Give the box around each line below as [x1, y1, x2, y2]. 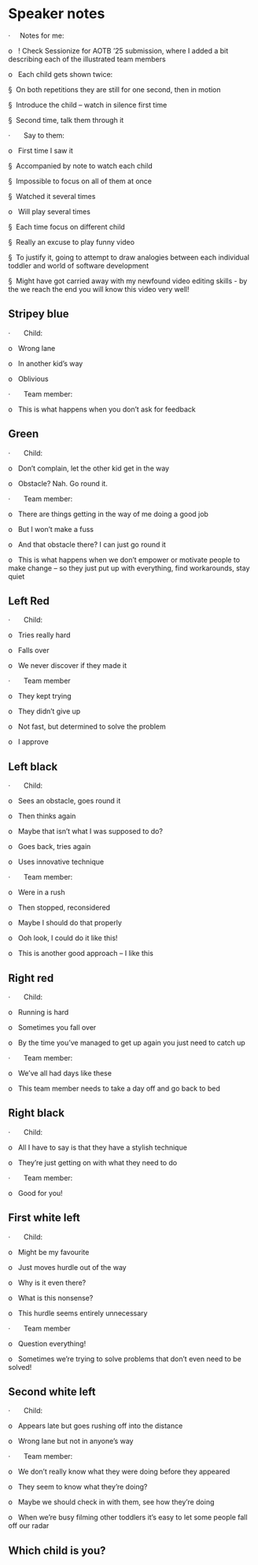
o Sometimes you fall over [8, 1023, 97, 1032]
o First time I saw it [8, 146, 73, 155]
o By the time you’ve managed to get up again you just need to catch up [8, 1038, 245, 1047]
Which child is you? [8, 1544, 106, 1557]
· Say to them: [8, 131, 65, 140]
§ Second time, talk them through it [8, 115, 124, 124]
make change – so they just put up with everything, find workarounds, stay [8, 563, 250, 573]
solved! [8, 1362, 32, 1371]
